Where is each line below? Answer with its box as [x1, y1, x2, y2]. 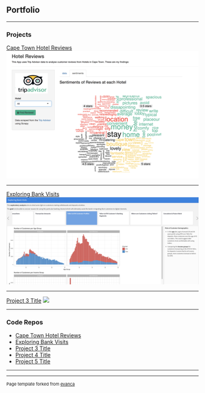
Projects [6, 30, 32, 39]
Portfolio [6, 5, 40, 15]
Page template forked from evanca [6, 381, 75, 387]
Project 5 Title [15, 358, 51, 365]
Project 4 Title [15, 351, 51, 359]
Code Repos [6, 318, 43, 326]
